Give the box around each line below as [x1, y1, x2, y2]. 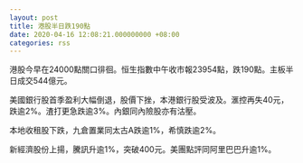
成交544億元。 [16, 76, 72, 86]
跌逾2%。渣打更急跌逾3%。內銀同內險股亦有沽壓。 [9, 105, 202, 117]
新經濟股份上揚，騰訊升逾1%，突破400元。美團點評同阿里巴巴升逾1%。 [9, 144, 277, 155]
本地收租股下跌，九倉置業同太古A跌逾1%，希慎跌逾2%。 [9, 125, 222, 136]
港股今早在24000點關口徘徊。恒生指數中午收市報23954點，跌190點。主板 [9, 64, 287, 75]
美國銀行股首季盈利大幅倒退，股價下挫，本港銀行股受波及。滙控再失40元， [9, 95, 289, 105]
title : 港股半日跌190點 [9, 22, 90, 31]
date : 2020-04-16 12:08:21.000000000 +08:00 [9, 30, 180, 39]
